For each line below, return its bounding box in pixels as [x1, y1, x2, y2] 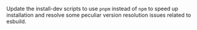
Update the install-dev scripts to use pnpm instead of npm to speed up [6, 5, 179, 12]
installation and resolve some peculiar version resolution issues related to [6, 11, 191, 19]
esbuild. [6, 18, 26, 25]
